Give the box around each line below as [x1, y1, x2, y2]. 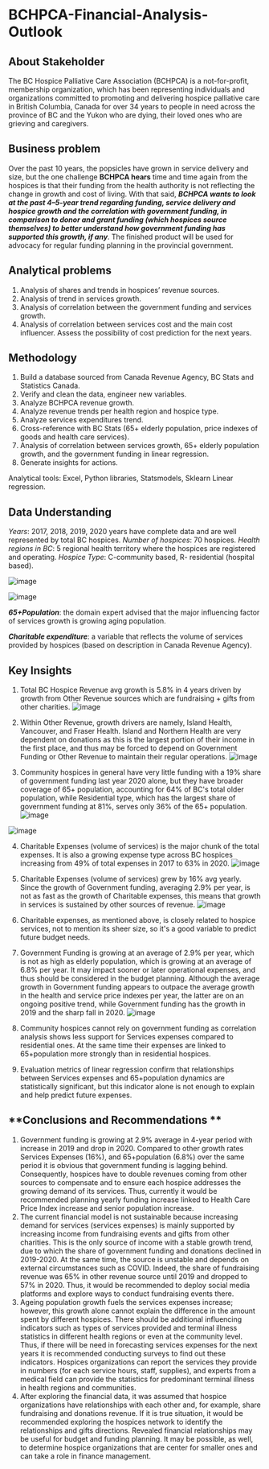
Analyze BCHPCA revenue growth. [19, 398, 135, 408]
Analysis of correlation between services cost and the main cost [19, 319, 233, 329]
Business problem [8, 142, 101, 156]
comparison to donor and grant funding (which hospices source [8, 215, 227, 224]
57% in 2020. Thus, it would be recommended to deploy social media [19, 1280, 251, 1290]
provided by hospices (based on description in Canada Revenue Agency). [8, 640, 252, 650]
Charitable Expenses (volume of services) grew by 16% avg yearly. [19, 874, 242, 884]
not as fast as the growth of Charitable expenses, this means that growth [19, 891, 261, 901]
